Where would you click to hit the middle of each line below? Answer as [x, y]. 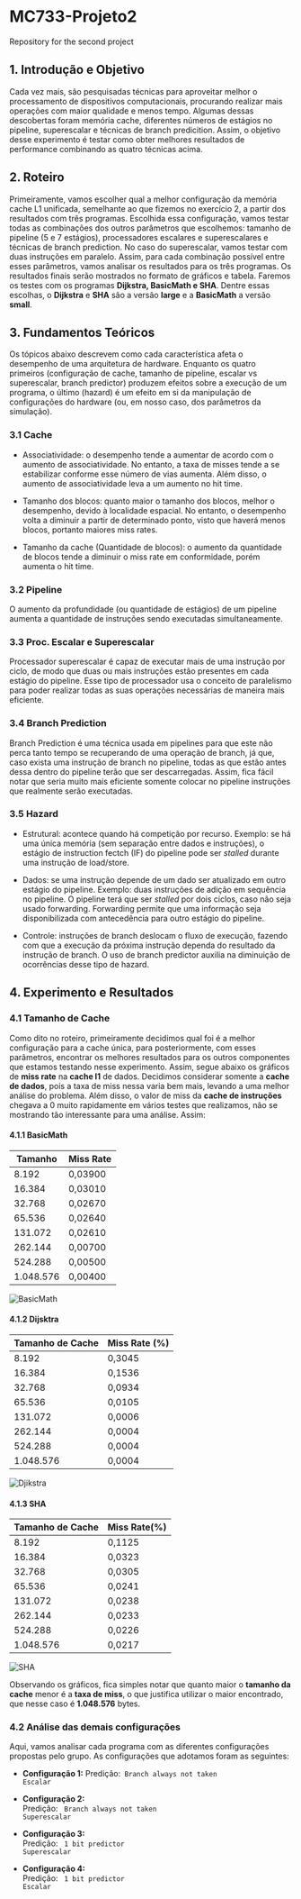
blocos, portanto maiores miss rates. [90, 530]
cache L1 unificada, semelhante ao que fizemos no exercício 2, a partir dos [147, 208]
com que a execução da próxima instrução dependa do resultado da [149, 945]
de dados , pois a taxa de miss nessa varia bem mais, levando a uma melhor [150, 1086]
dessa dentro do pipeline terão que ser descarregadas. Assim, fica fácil [142, 771]
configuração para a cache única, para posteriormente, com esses [133, 1048]
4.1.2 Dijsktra [34, 1319]
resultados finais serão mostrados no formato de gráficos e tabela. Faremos [150, 276]
